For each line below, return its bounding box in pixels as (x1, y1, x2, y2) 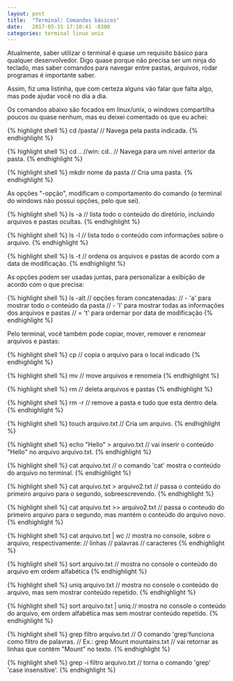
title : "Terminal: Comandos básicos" (7, 17, 120, 24)
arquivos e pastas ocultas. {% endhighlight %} (7, 218, 140, 226)
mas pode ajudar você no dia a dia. (7, 92, 108, 100)
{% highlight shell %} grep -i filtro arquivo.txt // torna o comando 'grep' (7, 659, 211, 667)
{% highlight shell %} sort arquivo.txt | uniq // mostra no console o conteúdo (7, 601, 226, 611)
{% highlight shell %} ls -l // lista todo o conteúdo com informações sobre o (7, 231, 224, 239)
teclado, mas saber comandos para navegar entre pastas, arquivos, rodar (7, 63, 218, 72)
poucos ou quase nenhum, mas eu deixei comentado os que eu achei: (7, 113, 209, 121)
